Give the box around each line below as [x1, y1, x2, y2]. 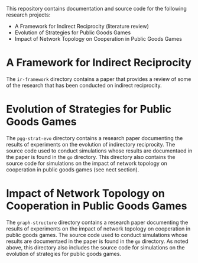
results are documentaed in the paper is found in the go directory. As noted [6, 238, 189, 245]
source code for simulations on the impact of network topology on [6, 160, 167, 167]
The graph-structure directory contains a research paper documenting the [6, 219, 189, 226]
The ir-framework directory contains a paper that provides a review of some [6, 75, 191, 82]
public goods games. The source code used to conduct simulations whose [6, 231, 188, 238]
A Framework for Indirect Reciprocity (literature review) [14, 23, 150, 30]
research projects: [6, 11, 51, 18]
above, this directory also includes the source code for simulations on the [6, 243, 185, 251]
